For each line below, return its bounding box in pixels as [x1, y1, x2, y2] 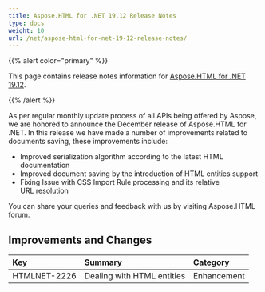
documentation [19, 161, 70, 170]
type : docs [8, 19, 45, 27]
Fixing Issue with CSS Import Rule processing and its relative [19, 178, 220, 187]
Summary [84, 257, 122, 268]
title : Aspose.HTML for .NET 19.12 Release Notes [8, 11, 177, 20]
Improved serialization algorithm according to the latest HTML [19, 152, 223, 162]
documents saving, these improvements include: [8, 137, 168, 146]
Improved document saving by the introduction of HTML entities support [19, 169, 259, 178]
